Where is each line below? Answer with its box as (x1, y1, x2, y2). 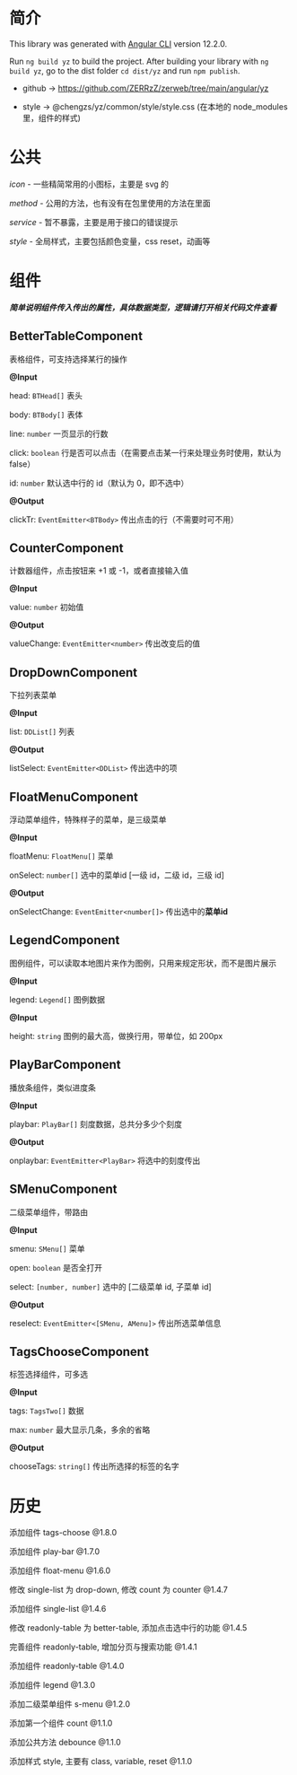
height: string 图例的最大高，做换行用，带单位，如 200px (9, 1030, 223, 1041)
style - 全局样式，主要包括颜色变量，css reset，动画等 (9, 235, 211, 247)
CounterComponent (9, 540, 124, 556)
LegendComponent (9, 932, 120, 948)
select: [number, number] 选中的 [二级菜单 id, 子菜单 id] (9, 1281, 213, 1292)
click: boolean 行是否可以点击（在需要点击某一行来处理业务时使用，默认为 (9, 447, 282, 458)
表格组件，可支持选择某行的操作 (9, 354, 127, 364)
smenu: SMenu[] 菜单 (9, 1243, 85, 1254)
